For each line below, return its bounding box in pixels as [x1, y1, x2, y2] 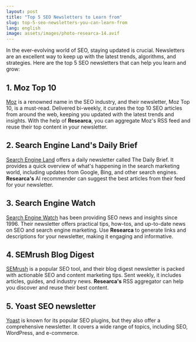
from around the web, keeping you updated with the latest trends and [6, 110, 175, 118]
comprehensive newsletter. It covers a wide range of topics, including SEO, [6, 323, 188, 330]
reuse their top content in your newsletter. [6, 123, 108, 130]
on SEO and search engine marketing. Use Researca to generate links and [6, 226, 187, 234]
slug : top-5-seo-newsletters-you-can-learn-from [6, 19, 128, 25]
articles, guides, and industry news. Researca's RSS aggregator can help [6, 278, 184, 285]
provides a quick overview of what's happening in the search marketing [6, 162, 180, 169]
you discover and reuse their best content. [6, 284, 109, 291]
